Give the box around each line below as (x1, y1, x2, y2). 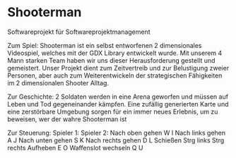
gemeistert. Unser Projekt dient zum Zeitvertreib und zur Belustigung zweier (7, 63, 230, 72)
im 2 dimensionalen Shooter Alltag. (7, 78, 110, 87)
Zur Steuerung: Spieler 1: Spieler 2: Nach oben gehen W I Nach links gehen (7, 128, 226, 137)
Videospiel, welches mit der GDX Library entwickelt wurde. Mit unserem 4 (7, 49, 223, 57)
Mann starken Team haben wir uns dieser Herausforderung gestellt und (7, 56, 216, 64)
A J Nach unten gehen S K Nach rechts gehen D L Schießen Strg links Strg (7, 135, 225, 145)
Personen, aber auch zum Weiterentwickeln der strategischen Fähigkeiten (7, 71, 223, 80)
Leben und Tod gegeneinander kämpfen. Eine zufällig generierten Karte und (7, 99, 229, 108)
